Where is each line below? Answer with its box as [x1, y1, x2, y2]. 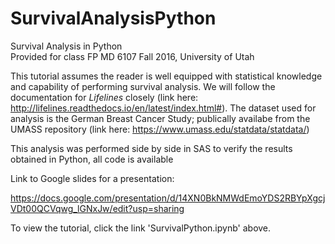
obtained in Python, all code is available [10, 153, 174, 165]
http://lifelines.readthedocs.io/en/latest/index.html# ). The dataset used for [10, 102, 317, 114]
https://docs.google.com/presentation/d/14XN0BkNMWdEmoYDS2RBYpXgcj [10, 192, 326, 204]
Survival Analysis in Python [10, 40, 123, 52]
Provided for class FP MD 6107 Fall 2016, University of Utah [10, 50, 255, 62]
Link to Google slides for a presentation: [10, 172, 175, 184]
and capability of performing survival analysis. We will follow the [10, 80, 276, 92]
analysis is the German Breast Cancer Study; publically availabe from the [10, 112, 311, 124]
